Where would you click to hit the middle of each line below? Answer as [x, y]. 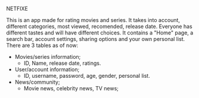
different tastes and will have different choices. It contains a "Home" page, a [100, 33]
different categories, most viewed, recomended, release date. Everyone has [99, 26]
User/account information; [47, 69]
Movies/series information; [48, 57]
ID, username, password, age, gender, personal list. [87, 76]
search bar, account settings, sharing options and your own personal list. [96, 39]
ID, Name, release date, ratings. [62, 63]
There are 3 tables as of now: [42, 45]
